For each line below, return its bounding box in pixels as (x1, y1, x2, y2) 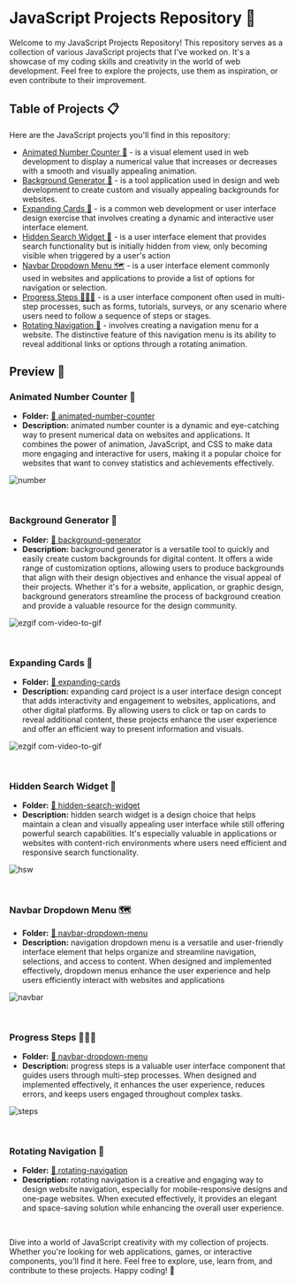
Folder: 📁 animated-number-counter (21, 411, 156, 421)
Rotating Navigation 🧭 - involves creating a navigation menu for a (21, 319, 259, 330)
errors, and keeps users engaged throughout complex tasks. (21, 1088, 243, 1099)
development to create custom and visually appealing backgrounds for (21, 184, 280, 195)
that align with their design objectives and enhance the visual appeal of (21, 572, 282, 582)
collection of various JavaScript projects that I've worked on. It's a (9, 46, 250, 57)
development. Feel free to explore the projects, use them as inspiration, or (9, 65, 278, 76)
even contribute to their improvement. (9, 74, 148, 85)
